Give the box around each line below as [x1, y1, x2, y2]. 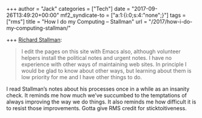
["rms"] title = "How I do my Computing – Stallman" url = [6, 18, 147, 25]
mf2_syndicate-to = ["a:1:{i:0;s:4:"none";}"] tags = [60, 11, 186, 19]
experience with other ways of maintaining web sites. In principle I [21, 61, 187, 68]
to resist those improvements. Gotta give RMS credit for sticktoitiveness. [6, 105, 187, 111]
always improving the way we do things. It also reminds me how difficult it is [6, 98, 197, 105]
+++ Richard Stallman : [6, 36, 62, 43]
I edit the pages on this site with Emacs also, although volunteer [21, 48, 181, 55]
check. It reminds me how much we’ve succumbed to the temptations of [6, 92, 187, 99]
